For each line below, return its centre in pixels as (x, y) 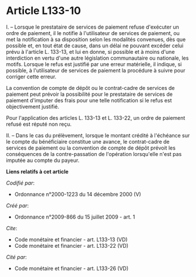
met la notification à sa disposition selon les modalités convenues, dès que (96, 39)
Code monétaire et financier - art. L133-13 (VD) (71, 239)
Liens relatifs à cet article (37, 171)
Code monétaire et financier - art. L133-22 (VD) (71, 245)
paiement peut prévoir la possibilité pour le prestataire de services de (90, 94)
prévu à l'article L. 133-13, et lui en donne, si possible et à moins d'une (90, 51)
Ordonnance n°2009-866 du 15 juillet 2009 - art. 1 (75, 217)
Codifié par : (20, 183)
